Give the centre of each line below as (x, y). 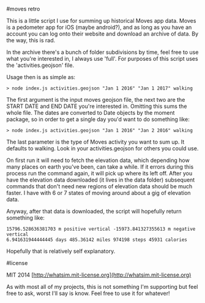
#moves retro (23, 9)
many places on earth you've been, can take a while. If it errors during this (100, 167)
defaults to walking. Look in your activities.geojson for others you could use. (102, 148)
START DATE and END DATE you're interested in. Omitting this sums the (97, 106)
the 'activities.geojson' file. (40, 65)
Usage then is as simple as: (41, 77)
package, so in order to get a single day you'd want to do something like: (98, 119)
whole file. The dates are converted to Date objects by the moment (91, 113)
